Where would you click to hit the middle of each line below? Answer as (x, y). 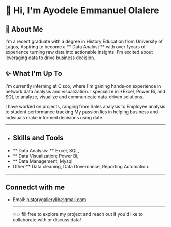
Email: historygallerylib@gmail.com (49, 200)
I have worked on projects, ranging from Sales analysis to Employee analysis (85, 106)
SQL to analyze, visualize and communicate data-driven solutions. (75, 97)
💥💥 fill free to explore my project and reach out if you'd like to (78, 214)
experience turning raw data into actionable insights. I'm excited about (79, 52)
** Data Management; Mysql (42, 161)
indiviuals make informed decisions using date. (54, 117)
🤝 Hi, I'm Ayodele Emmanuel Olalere (82, 10)
